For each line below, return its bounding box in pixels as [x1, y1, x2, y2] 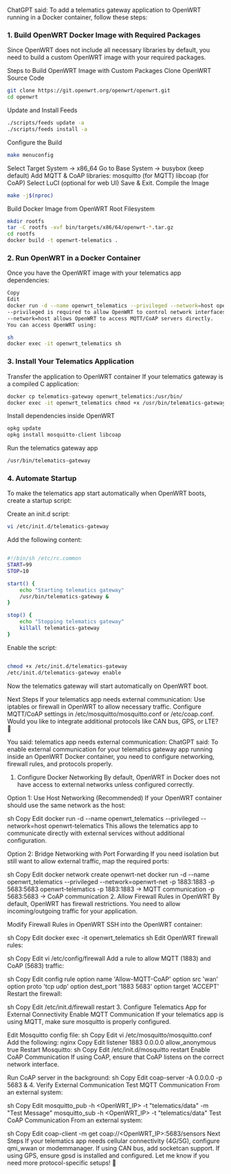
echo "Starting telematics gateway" [19, 587, 125, 594]
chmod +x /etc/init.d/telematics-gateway [7, 662, 128, 670]
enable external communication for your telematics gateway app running [7, 745, 213, 753]
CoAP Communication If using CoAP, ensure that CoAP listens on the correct [7, 1053, 225, 1061]
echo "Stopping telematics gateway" [19, 618, 125, 625]
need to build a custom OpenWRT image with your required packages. [7, 53, 206, 61]
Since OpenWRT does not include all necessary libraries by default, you [7, 46, 210, 54]
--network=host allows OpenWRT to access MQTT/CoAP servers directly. [7, 315, 214, 322]
